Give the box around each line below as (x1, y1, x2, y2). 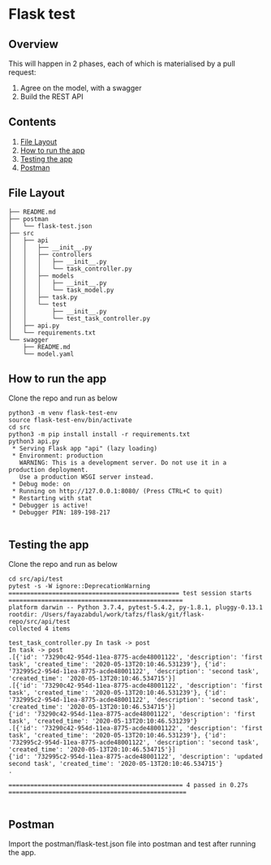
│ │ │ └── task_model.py (8, 286, 114, 294)
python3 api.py (8, 438, 60, 446)
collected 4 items (8, 625, 71, 634)
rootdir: (8, 611, 38, 619)
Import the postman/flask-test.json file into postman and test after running (8, 839, 256, 849)
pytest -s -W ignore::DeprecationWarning (8, 582, 151, 590)
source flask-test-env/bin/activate (8, 416, 132, 425)
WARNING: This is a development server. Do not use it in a (19, 459, 227, 467)
